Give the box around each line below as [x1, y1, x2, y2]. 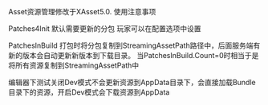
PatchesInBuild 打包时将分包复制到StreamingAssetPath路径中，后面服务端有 [8, 41, 261, 50]
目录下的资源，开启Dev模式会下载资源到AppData [8, 87, 170, 97]
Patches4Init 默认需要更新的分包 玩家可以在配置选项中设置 [8, 24, 201, 33]
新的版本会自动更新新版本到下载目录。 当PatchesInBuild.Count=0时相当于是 [8, 51, 259, 60]
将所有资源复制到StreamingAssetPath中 [8, 60, 140, 70]
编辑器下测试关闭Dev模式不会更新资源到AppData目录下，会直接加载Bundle [8, 78, 256, 87]
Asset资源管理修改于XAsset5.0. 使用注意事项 [8, 7, 156, 16]
